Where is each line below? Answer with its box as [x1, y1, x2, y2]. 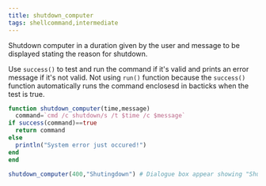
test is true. [8, 89, 45, 99]
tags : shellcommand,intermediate [8, 19, 119, 27]
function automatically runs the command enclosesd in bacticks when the [8, 80, 249, 91]
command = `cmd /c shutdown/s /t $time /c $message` [15, 112, 186, 120]
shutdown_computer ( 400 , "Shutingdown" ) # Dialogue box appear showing [8, 170, 243, 178]
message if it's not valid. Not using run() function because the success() [8, 73, 246, 82]
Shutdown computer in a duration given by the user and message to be [8, 40, 240, 50]
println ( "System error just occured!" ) [15, 141, 147, 149]
